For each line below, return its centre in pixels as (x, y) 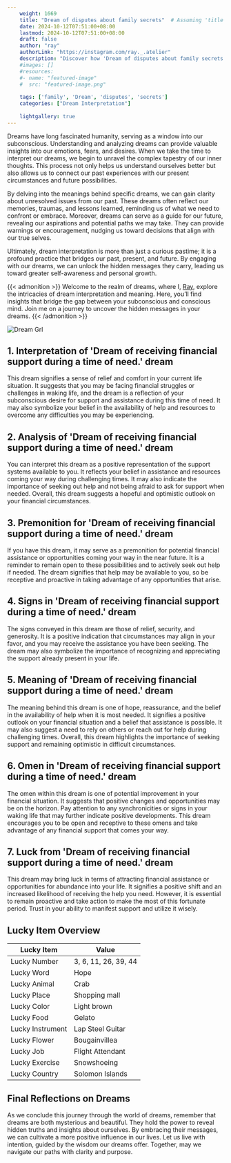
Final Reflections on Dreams (69, 1098)
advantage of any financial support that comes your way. (88, 830)
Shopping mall (97, 995)
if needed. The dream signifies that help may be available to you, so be (108, 573)
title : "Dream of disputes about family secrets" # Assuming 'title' (123, 20)
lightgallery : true (48, 116)
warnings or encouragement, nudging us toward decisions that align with (111, 230)
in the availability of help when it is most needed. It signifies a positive (106, 715)
